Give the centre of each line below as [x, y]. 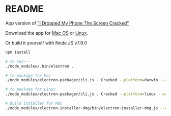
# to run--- [18, 61]
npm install [18, 52]
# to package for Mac [28, 75]
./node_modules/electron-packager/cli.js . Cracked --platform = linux [81, 94]
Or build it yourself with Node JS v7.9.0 [46, 43]
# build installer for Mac [34, 103]
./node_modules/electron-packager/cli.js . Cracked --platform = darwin [82, 80]
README [24, 9]
